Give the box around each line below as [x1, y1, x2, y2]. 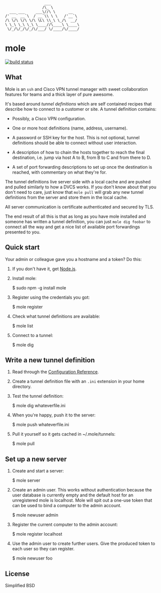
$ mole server [12, 477, 40, 484]
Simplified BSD [5, 583, 35, 588]
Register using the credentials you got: [12, 294, 90, 300]
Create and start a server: [12, 468, 64, 474]
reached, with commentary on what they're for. [12, 169, 107, 175]
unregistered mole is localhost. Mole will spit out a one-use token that [12, 497, 152, 503]
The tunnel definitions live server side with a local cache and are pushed [5, 179, 151, 184]
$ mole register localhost [12, 531, 62, 537]
